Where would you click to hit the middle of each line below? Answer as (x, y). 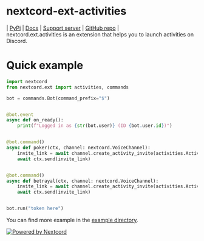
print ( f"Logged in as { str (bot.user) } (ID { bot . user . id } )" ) (95, 126)
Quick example (45, 66)
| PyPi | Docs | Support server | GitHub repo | (63, 28)
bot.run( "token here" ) (35, 209)
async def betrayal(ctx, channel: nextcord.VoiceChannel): (83, 181)
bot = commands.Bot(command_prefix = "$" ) (58, 98)
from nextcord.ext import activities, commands (68, 87)
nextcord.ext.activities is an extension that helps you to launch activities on (100, 34)
